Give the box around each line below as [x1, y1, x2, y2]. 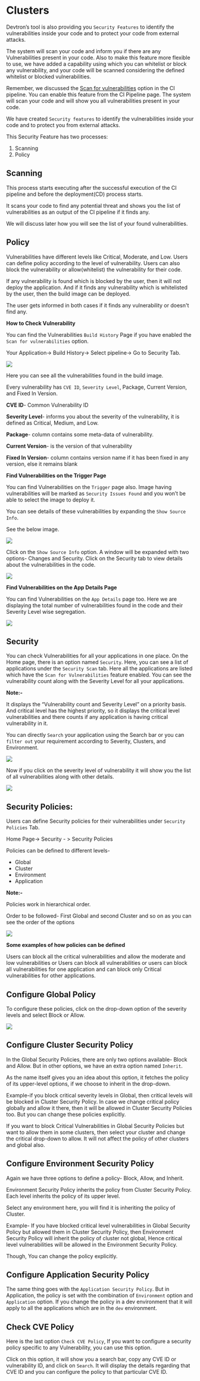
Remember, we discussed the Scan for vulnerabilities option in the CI [6, 84, 176, 91]
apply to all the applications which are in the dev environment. [6, 1305, 158, 1312]
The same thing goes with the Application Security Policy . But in [6, 1285, 170, 1293]
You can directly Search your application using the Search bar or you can [6, 731, 185, 739]
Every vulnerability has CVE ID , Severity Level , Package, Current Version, [6, 383, 187, 390]
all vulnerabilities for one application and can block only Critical [6, 965, 162, 973]
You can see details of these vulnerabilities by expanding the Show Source [6, 508, 186, 515]
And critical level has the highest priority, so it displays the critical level [6, 707, 180, 714]
